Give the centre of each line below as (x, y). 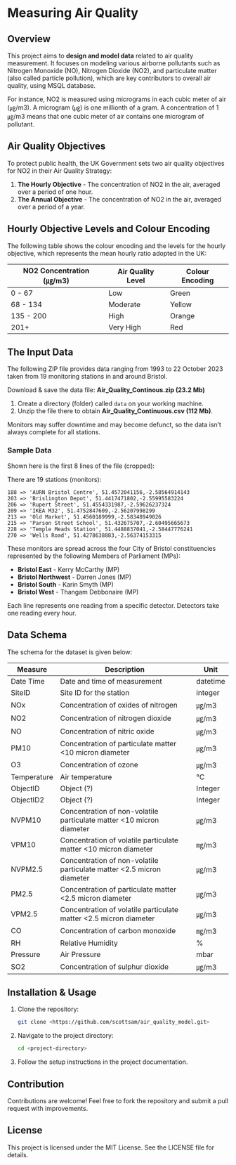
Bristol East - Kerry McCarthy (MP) (68, 569)
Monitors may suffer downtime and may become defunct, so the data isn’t (114, 425)
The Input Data (40, 352)
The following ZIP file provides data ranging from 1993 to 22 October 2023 (115, 369)
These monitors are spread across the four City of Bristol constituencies (112, 548)
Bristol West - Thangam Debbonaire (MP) (78, 592)
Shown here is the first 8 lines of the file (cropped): (81, 466)
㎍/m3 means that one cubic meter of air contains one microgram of (106, 116)
